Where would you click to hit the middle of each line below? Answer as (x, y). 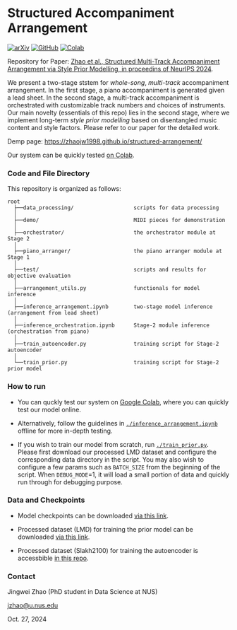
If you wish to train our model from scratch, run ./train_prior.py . (113, 444)
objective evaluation (39, 276)
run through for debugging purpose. (70, 482)
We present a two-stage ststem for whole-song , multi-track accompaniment (118, 82)
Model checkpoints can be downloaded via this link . (93, 515)
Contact (22, 576)
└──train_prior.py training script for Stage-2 (116, 363)
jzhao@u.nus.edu (33, 605)
